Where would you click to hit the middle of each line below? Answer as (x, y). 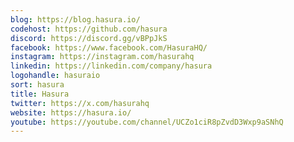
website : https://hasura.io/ (71, 112)
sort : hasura (37, 85)
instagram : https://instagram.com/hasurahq (102, 57)
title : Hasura (40, 94)
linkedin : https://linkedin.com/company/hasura (111, 66)
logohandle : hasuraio (55, 76)
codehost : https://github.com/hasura (89, 29)
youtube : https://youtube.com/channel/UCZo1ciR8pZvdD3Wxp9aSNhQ (147, 122)
